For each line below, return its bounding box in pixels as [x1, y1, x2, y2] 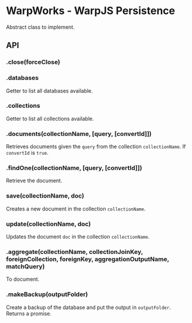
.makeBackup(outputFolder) [6, 290, 88, 298]
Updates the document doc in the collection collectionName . [6, 233, 150, 240]
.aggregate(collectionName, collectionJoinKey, [6, 247, 143, 256]
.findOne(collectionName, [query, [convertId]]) [6, 164, 142, 172]
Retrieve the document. [6, 177, 62, 184]
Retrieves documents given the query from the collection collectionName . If [6, 143, 186, 150]
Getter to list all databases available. [6, 87, 93, 94]
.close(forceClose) [6, 58, 60, 66]
